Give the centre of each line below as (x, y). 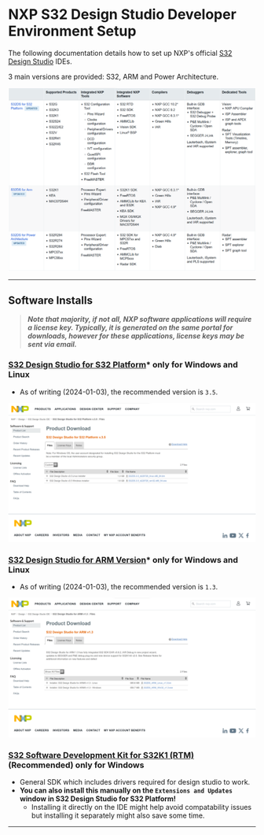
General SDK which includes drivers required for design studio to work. (135, 782)
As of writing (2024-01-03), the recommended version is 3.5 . (119, 392)
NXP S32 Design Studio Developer (123, 15)
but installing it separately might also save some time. (118, 815)
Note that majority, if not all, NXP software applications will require (139, 320)
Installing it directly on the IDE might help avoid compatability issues (141, 807)
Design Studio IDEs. (40, 61)
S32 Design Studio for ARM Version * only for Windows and (123, 560)
